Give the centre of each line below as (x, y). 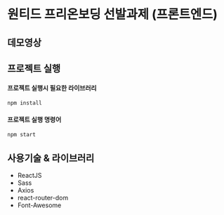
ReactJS (29, 176)
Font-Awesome (39, 205)
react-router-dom (43, 198)
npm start (22, 135)
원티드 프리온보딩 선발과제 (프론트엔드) (112, 14)
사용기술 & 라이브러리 (51, 158)
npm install (25, 103)
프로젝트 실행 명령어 (34, 119)
